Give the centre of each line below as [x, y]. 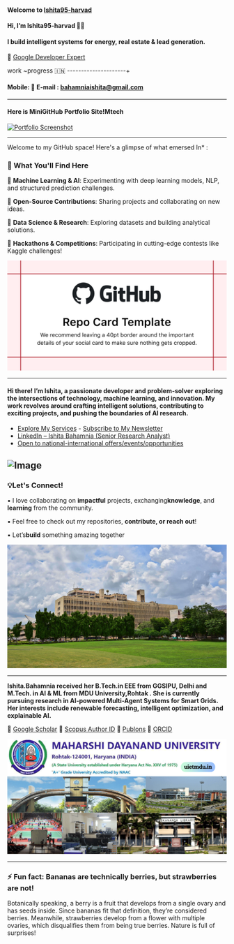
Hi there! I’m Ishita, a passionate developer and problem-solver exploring [115, 390]
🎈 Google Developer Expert [46, 57]
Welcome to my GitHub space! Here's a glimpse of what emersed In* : [108, 147]
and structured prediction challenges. [61, 188]
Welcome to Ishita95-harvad [50, 10]
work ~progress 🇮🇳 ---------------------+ [69, 71]
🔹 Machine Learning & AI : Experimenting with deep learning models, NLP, [113, 181]
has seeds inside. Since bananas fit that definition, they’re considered [107, 910]
